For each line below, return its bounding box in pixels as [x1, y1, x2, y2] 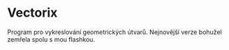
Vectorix [7, 5, 58, 21]
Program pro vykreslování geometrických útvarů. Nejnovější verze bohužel [7, 28, 222, 36]
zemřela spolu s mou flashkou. [7, 35, 96, 43]
